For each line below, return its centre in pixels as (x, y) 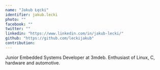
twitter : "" (18, 29)
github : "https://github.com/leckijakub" (50, 39)
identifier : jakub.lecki (31, 15)
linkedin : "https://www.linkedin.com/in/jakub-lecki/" (65, 33)
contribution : (20, 43)
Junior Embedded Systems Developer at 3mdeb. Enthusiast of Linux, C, (80, 57)
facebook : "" (19, 24)
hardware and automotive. (33, 63)
